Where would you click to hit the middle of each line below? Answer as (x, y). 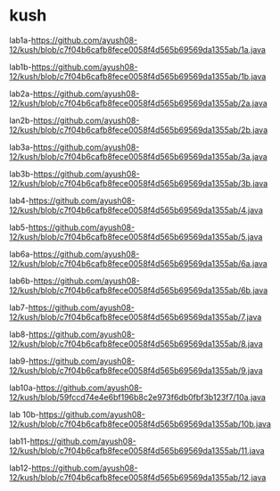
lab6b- (21, 281)
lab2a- (21, 94)
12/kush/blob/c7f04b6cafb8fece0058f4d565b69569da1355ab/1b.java (138, 76)
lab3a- (21, 147)
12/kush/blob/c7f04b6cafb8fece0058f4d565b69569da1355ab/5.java (136, 236)
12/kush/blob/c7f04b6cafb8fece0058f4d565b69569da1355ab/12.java (138, 477)
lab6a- (21, 254)
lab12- (21, 468)
